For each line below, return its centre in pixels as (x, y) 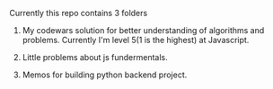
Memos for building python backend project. (105, 75)
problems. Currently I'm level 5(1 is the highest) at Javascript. (136, 40)
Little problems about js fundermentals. (95, 57)
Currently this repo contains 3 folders (79, 13)
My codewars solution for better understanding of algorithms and (143, 30)
